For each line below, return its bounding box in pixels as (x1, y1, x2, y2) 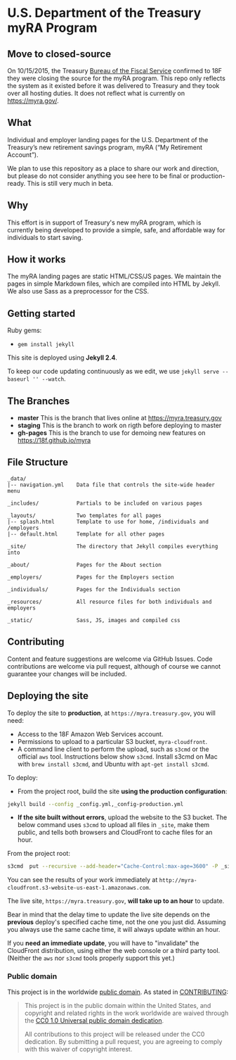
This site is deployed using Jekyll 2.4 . (7, 353, 118, 362)
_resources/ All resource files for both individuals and (7, 598, 212, 605)
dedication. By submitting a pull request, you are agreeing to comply (24, 1037, 223, 1046)
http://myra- (159, 877, 197, 884)
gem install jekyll (17, 341, 75, 348)
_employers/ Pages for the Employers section (7, 574, 174, 581)
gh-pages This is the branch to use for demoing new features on (17, 429, 206, 437)
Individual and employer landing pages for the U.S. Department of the (7, 135, 209, 144)
